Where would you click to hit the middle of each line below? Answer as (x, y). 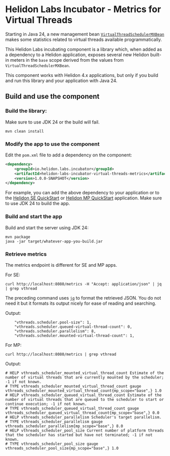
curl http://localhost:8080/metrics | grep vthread (61, 354)
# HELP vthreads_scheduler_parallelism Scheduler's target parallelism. (83, 417)
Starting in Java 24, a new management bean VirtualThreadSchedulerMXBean (85, 34)
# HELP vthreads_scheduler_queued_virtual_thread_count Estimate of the (83, 395)
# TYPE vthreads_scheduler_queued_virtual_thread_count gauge (72, 408)
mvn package (18, 237)
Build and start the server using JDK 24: (47, 227)
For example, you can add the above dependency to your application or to (82, 193)
